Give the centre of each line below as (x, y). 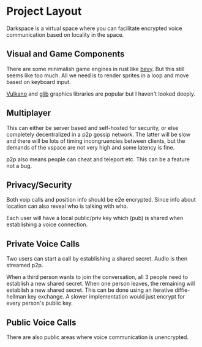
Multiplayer (29, 113)
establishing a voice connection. (47, 224)
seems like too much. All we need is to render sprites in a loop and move (98, 75)
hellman (16, 297)
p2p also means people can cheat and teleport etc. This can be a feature (98, 159)
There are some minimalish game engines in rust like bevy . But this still (95, 69)
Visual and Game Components (65, 54)
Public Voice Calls (41, 322)
